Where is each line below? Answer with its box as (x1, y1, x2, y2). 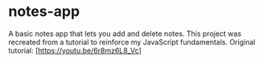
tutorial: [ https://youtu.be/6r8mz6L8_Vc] (8, 45, 142, 55)
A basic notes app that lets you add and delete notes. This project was (8, 29, 242, 38)
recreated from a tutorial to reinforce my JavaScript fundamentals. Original (8, 37, 256, 46)
